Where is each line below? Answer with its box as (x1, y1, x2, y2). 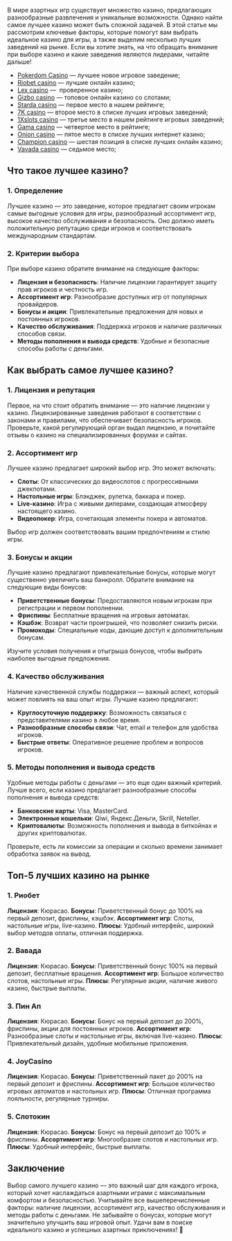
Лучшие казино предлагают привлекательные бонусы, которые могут (7, 568, 216, 576)
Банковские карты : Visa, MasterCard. (17, 806, 130, 815)
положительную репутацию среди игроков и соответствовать (7, 224, 193, 232)
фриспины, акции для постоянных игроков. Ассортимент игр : (7, 1025, 192, 1033)
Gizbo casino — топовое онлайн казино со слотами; (17, 93, 171, 102)
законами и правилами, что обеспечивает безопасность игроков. (7, 416, 203, 424)
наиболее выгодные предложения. (7, 654, 111, 663)
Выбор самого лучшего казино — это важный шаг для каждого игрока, (7, 1181, 219, 1190)
